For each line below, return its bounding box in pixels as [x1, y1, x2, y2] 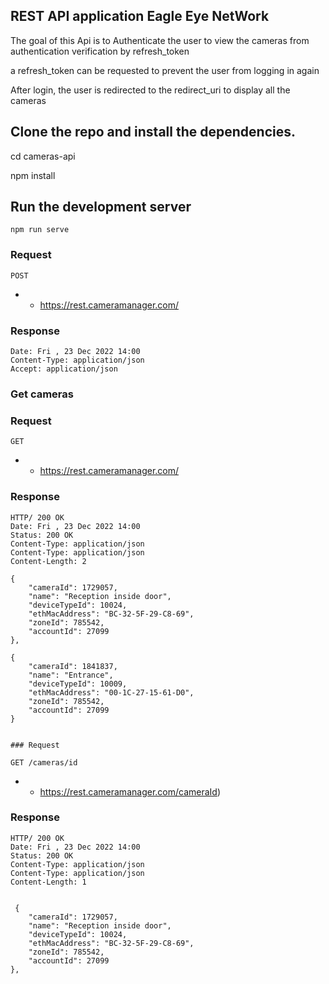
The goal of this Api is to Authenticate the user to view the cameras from [10, 34, 310, 46]
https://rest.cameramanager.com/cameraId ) [39, 785, 222, 798]
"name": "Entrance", [28, 670, 114, 680]
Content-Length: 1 [10, 877, 87, 887]
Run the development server [10, 199, 192, 216]
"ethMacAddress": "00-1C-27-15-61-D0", [28, 687, 195, 698]
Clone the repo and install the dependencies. [10, 124, 296, 141]
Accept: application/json [10, 364, 118, 374]
